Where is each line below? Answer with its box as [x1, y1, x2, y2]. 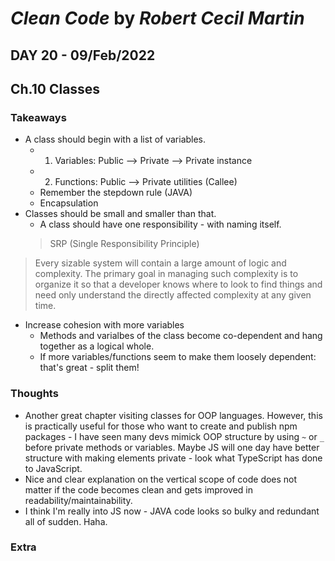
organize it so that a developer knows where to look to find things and [34, 278, 323, 291]
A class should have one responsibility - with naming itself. [39, 218, 282, 231]
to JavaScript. [24, 462, 83, 474]
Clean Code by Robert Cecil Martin [10, 7, 305, 30]
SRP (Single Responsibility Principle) [49, 238, 200, 250]
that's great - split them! [39, 362, 140, 374]
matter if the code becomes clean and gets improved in [24, 483, 253, 496]
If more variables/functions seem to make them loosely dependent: [39, 351, 317, 363]
